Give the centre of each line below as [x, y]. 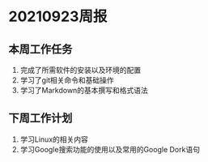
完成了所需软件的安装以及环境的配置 [81, 70]
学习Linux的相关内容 [54, 139]
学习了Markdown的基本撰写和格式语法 [84, 90]
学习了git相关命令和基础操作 [67, 80]
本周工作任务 [40, 49]
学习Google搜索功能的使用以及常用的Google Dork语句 [110, 149]
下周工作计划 [40, 118]
